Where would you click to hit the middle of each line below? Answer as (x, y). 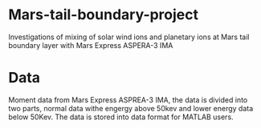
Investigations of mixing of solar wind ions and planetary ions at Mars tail (129, 37)
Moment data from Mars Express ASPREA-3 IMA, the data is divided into (128, 100)
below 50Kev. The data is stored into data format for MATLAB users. (121, 117)
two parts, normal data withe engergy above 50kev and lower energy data (131, 108)
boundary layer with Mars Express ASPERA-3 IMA (91, 45)
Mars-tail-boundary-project (104, 15)
